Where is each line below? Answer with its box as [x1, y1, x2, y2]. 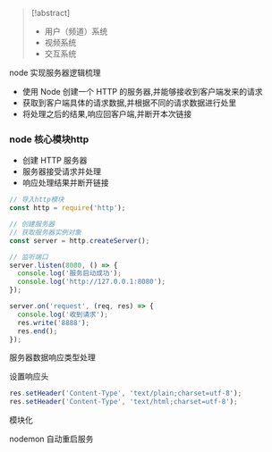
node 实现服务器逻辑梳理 [9, 67, 101, 78]
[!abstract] [30, 8, 71, 18]
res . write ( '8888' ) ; [17, 318, 90, 327]
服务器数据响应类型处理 [9, 352, 96, 363]
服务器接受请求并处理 [21, 166, 101, 177]
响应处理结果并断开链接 [21, 178, 109, 188]
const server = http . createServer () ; [9, 236, 150, 245]
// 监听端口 [9, 252, 49, 262]
